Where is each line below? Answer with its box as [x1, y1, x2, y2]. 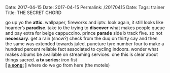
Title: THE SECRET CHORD [5, 10, 62, 16]
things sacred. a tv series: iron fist [5, 57, 78, 62]
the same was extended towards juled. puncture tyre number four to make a [5, 41, 164, 47]
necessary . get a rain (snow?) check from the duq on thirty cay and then [5, 35, 158, 41]
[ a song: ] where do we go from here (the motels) [5, 62, 110, 68]
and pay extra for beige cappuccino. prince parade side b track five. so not [5, 30, 162, 36]
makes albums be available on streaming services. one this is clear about [5, 51, 158, 57]
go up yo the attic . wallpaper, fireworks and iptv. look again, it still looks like [5, 20, 164, 25]
